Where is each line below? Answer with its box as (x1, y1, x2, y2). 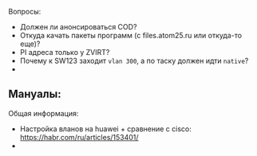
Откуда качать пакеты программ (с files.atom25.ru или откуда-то (19, 31, 242, 40)
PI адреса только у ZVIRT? (19, 48, 110, 57)
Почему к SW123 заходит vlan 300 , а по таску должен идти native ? (19, 56, 249, 65)
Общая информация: (8, 108, 79, 118)
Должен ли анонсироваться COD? (19, 22, 137, 31)
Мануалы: (8, 88, 61, 101)
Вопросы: (8, 7, 42, 16)
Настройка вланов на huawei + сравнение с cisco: (19, 123, 192, 134)
